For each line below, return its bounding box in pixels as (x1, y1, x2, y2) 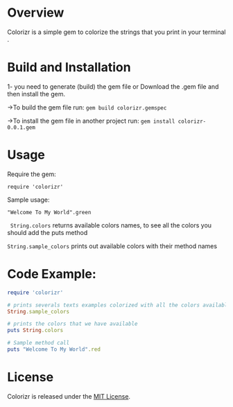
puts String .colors (7, 327, 64, 334)
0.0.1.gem (7, 123, 36, 131)
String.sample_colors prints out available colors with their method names (7, 241, 217, 250)
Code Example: (7, 266, 97, 282)
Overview (7, 5, 64, 21)
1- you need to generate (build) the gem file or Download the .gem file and (7, 82, 219, 91)
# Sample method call (7, 340, 70, 347)
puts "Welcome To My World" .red (7, 346, 101, 353)
